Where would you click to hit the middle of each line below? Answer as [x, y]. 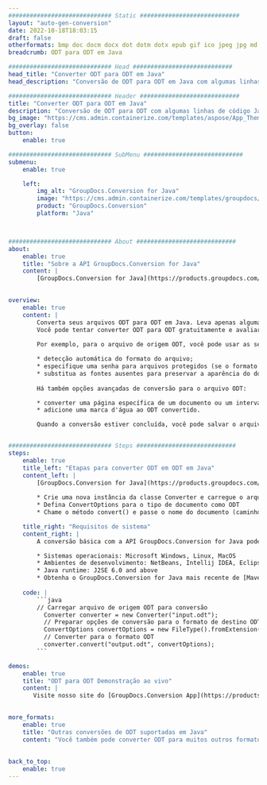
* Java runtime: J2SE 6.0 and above [97, 570]
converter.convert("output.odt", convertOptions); [129, 644]
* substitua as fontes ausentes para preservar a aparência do [143, 373]
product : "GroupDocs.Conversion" [92, 206]
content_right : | [51, 534]
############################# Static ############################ [124, 15]
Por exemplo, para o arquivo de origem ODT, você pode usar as [143, 345]
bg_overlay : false [39, 126]
